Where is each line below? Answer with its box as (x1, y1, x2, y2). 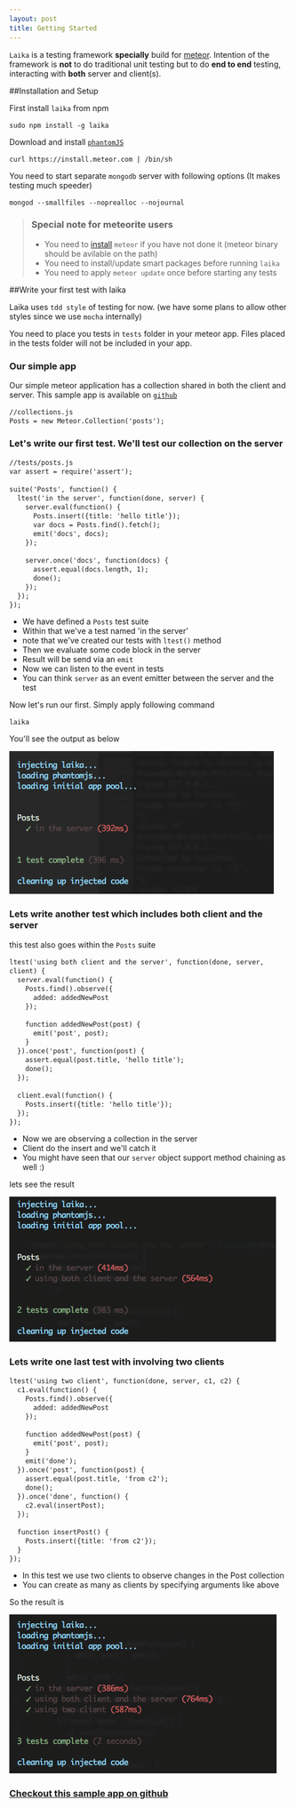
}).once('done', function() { (17, 1492, 129, 1501)
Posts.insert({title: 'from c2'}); (25, 1536, 157, 1546)
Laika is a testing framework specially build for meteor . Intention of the (9, 49, 269, 60)
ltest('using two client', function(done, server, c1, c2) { (9, 1376, 241, 1386)
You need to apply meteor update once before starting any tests (44, 267, 277, 277)
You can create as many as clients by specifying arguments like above (21, 1579, 280, 1590)
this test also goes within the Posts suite (9, 939, 156, 950)
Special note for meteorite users (30, 219, 173, 231)
